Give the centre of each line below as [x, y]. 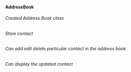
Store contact [19, 33]
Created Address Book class [34, 18]
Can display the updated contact [39, 64]
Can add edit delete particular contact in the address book [65, 49]
